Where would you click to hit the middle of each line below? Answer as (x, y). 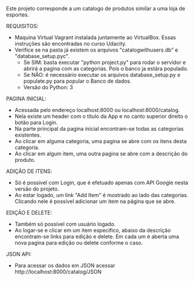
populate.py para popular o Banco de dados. (77, 81)
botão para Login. (36, 122)
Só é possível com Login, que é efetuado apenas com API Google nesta (101, 182)
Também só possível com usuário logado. (65, 224)
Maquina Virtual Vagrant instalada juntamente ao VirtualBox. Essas (95, 37)
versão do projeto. (37, 189)
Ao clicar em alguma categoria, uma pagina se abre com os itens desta (101, 141)
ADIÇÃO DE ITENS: (29, 171)
